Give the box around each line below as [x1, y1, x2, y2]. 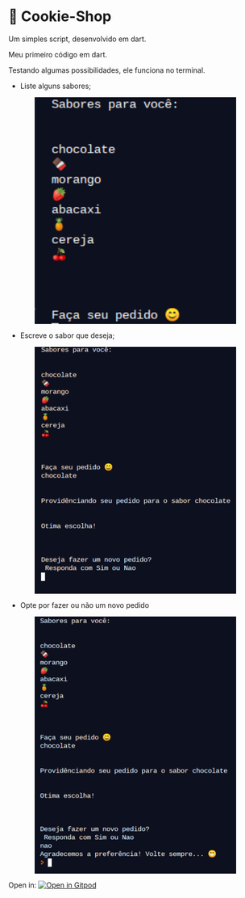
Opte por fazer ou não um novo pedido [19, 601, 150, 610]
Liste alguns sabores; [19, 81, 91, 91]
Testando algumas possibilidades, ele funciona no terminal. [8, 65, 206, 75]
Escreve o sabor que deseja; [19, 331, 115, 340]
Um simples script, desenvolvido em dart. [8, 34, 147, 44]
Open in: [8, 880, 37, 890]
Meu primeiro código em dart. [8, 49, 107, 59]
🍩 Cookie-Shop [8, 7, 112, 26]
